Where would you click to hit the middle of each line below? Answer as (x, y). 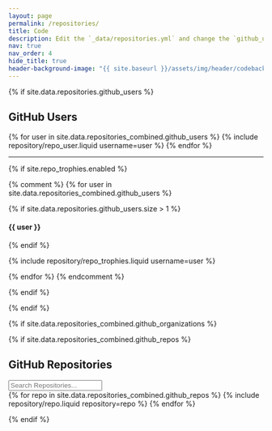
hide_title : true (38, 62)
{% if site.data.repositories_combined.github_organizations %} (113, 323)
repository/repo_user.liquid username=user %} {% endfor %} (110, 145)
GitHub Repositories (60, 365)
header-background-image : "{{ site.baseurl (83, 69)
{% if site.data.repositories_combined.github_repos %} (100, 339)
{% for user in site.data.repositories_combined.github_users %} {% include (134, 137)
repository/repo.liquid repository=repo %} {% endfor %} (102, 403)
